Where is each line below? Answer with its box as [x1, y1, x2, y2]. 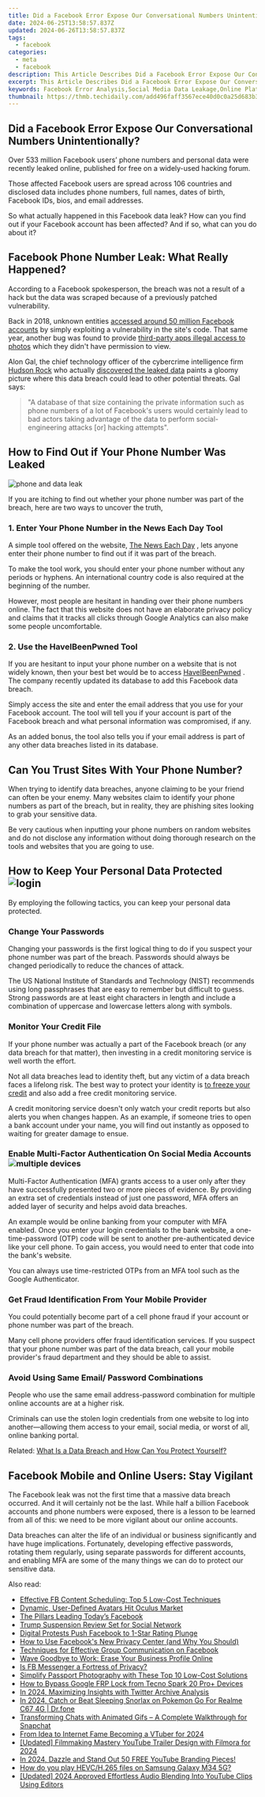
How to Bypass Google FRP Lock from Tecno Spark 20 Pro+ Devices [19, 1679, 244, 1689]
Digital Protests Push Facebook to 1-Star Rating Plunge [19, 1628, 198, 1638]
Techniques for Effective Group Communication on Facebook [19, 1645, 219, 1655]
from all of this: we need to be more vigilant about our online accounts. [8, 1515, 238, 1525]
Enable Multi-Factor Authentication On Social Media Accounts [8, 1148, 252, 1159]
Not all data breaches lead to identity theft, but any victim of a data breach [8, 1071, 250, 1081]
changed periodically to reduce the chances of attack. [8, 961, 185, 970]
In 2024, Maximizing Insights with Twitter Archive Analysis [19, 1687, 209, 1697]
